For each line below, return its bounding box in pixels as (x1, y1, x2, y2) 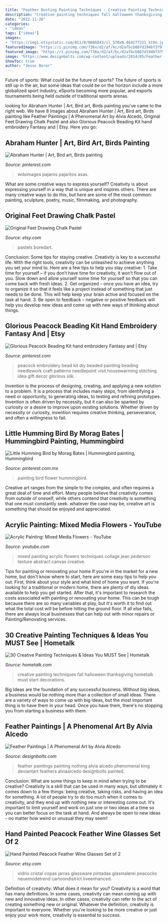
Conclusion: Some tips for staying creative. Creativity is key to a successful (5, 254, 160, 260)
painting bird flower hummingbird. (17, 475, 87, 481)
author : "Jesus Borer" (5, 63, 52, 68)
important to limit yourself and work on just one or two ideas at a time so (5, 804, 154, 810)
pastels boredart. (17, 244, 53, 250)
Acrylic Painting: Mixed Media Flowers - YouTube (5, 520, 161, 529)
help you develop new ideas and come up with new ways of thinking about (5, 302, 159, 308)
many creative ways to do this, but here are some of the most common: (5, 192, 152, 198)
